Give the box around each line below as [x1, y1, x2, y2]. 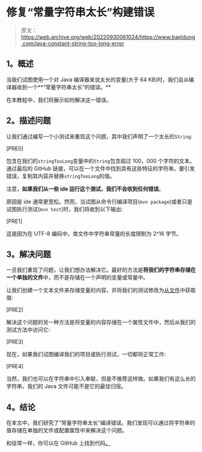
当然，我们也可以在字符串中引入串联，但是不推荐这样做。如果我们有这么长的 [6, 375, 196, 383]
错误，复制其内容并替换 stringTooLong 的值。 [6, 172, 115, 180]
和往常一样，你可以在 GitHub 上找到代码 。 [6, 439, 111, 447]
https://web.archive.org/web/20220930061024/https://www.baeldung [20, 33, 195, 40]
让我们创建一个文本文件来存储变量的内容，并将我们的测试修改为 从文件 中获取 [6, 287, 196, 294]
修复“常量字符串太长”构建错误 [6, 5, 155, 19]
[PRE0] [6, 145, 24, 152]
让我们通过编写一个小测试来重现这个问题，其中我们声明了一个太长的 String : [6, 133, 192, 140]
